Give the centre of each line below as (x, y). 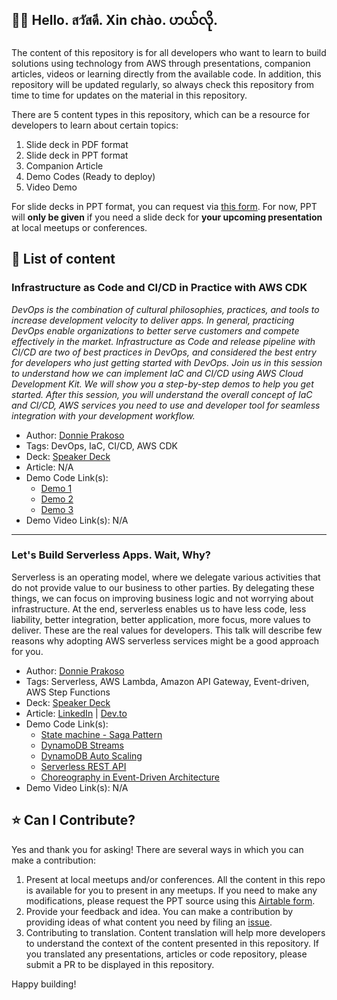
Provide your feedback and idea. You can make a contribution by (159, 911)
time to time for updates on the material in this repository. (129, 95)
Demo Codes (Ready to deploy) (90, 176)
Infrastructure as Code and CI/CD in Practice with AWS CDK (159, 288)
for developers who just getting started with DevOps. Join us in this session (167, 362)
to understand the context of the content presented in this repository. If (172, 943)
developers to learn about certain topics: (95, 125)
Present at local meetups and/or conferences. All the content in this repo (175, 879)
